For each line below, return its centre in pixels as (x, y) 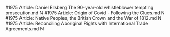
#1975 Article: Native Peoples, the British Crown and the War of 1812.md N (83, 18)
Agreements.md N (25, 29)
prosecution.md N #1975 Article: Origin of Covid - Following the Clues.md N (85, 13)
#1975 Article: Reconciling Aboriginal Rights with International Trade (77, 23)
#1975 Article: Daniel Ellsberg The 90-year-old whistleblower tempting (79, 7)
